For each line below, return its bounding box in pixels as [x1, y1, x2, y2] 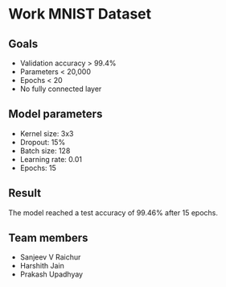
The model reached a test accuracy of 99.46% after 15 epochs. [8, 207, 219, 218]
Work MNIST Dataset [8, 5, 152, 23]
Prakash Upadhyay [19, 269, 83, 279]
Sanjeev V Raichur [19, 252, 81, 262]
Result [8, 186, 42, 200]
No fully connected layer [19, 84, 102, 94]
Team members [8, 231, 88, 245]
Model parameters [8, 107, 103, 121]
